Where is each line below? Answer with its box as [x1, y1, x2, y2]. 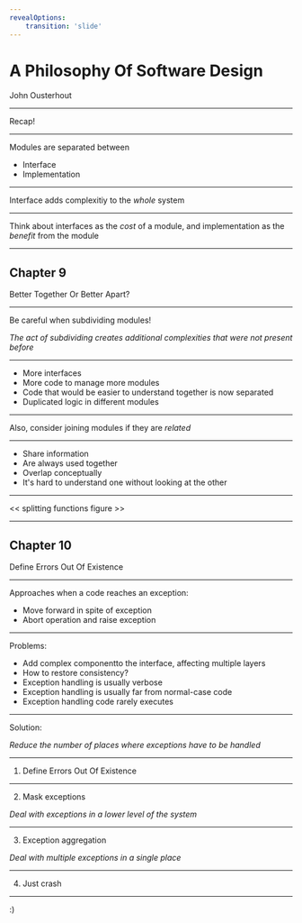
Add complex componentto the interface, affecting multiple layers [22, 658, 266, 669]
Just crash [22, 878, 62, 889]
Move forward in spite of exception [22, 605, 153, 616]
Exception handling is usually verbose [22, 677, 164, 688]
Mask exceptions [22, 791, 86, 802]
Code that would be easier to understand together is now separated [22, 387, 274, 398]
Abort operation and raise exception [22, 615, 156, 626]
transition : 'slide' [25, 22, 102, 31]
